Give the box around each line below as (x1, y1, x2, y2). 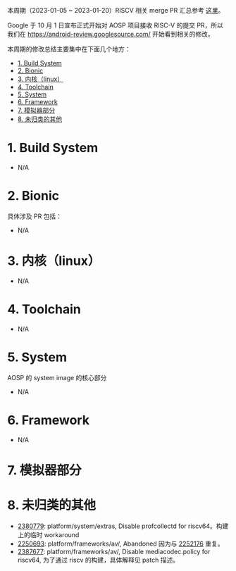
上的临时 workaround (17, 530, 80, 539)
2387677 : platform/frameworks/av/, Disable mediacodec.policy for (17, 547, 211, 556)
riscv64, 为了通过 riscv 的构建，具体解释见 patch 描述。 (17, 556, 180, 564)
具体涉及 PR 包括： (7, 212, 62, 220)
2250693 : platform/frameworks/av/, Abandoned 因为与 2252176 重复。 (17, 539, 224, 548)
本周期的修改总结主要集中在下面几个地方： (7, 45, 131, 53)
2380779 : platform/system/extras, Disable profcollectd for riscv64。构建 (17, 522, 229, 530)
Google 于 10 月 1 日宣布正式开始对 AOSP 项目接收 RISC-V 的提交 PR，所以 (7, 21, 224, 30)
